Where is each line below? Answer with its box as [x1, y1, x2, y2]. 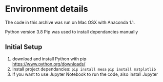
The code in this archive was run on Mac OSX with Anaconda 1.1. [5, 19, 135, 25]
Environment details [5, 3, 89, 15]
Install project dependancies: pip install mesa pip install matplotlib [12, 66, 156, 72]
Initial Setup [5, 43, 42, 51]
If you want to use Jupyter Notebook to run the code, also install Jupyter [12, 71, 158, 77]
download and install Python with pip [12, 56, 87, 62]
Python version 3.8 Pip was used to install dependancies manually [5, 29, 138, 34]
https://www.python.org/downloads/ [12, 61, 85, 66]
